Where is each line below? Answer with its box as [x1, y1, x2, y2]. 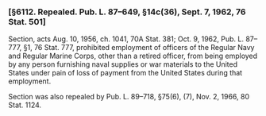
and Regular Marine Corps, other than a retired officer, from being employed [8, 51, 258, 61]
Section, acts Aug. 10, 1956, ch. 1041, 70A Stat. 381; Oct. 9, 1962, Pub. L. [8, 34, 245, 44]
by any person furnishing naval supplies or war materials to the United [8, 60, 238, 69]
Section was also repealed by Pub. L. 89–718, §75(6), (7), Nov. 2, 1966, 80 [8, 92, 250, 102]
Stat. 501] [8, 16, 46, 27]
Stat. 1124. [8, 100, 42, 110]
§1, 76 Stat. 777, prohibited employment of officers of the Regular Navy [23, 43, 255, 52]
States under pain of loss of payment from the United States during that [8, 68, 243, 78]
